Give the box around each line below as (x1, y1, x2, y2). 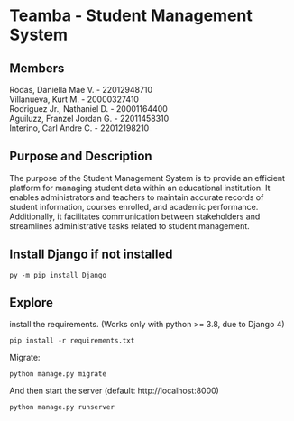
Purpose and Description (9, 149, 152, 164)
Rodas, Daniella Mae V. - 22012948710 (9, 85, 153, 95)
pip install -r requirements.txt (9, 336, 135, 345)
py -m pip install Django (9, 270, 106, 279)
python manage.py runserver (9, 403, 115, 412)
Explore (9, 295, 54, 311)
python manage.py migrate (9, 370, 106, 379)
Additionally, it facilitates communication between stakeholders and (9, 211, 261, 222)
